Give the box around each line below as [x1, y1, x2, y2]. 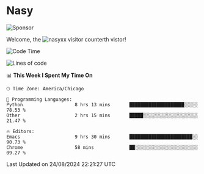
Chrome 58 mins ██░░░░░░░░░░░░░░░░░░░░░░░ [6, 144, 199, 150]
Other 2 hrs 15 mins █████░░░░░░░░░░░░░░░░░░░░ [6, 112, 199, 118]
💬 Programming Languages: [6, 96, 72, 103]
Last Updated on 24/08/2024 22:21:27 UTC [6, 160, 116, 168]
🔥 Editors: [6, 128, 35, 134]
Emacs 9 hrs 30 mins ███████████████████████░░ [6, 134, 199, 140]
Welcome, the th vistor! [6, 35, 126, 43]
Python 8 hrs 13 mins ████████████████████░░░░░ [6, 101, 199, 107]
